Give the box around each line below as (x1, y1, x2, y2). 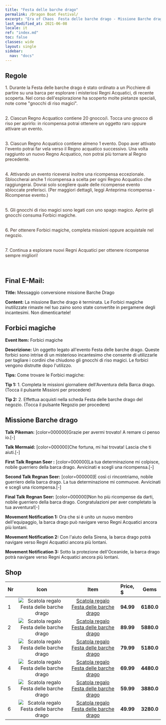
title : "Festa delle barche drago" (5, 7, 79, 12)
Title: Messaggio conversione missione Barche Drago (5, 290, 115, 295)
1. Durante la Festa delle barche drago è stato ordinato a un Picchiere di (5, 85, 151, 91)
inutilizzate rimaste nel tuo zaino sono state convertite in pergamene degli (5, 305, 156, 310)
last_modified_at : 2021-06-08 (5, 21, 68, 26)
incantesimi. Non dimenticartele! (5, 310, 71, 316)
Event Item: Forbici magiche (5, 337, 63, 343)
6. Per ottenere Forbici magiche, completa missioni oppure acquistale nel (5, 227, 154, 233)
